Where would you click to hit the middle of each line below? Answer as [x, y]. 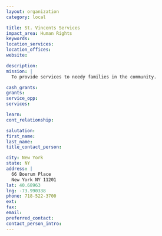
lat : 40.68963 [24, 185]
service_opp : [22, 99]
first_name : [21, 136]
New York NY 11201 [34, 180]
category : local [26, 17]
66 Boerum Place [31, 174]
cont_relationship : [30, 120]
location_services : [30, 44]
